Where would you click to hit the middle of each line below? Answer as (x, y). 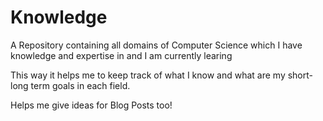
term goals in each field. (80, 85)
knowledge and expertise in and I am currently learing (121, 55)
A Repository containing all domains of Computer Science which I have (156, 45)
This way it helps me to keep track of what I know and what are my (148, 75)
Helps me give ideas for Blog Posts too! (91, 105)
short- (300, 75)
